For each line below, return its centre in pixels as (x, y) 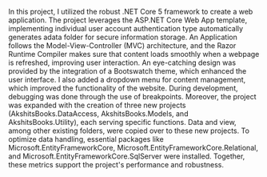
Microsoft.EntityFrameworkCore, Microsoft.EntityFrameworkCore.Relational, (133, 148)
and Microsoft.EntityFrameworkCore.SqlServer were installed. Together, (127, 156)
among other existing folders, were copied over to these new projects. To (129, 131)
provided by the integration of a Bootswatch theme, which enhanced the (128, 71)
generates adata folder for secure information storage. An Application (123, 37)
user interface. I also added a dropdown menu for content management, (127, 80)
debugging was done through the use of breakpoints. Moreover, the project (133, 97)
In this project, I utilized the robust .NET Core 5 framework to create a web (131, 12)
